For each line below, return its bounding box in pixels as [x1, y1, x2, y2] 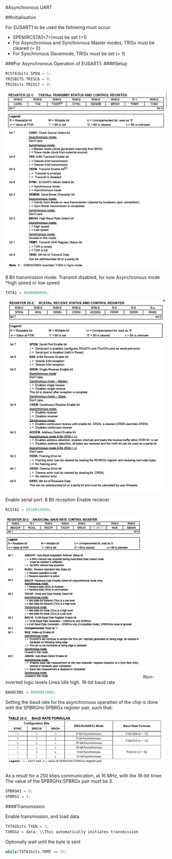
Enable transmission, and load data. [5, 813, 81, 819]
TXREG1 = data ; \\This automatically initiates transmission [5, 829, 139, 834]
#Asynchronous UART [5, 5, 52, 10]
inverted [5, 679, 23, 685]
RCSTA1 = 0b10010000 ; [5, 507, 52, 512]
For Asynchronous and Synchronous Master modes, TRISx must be [12, 40, 155, 46]
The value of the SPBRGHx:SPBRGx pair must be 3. [5, 778, 114, 785]
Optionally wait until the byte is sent [5, 838, 81, 845]
